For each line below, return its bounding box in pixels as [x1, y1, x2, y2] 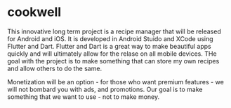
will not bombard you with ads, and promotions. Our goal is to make [7, 85, 203, 93]
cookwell [7, 4, 62, 20]
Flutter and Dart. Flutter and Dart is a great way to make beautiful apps [7, 42, 212, 50]
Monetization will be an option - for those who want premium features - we [7, 77, 225, 86]
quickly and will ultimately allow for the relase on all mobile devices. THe [7, 49, 217, 58]
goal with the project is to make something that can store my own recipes [7, 56, 220, 65]
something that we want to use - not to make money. [7, 92, 160, 101]
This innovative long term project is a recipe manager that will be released [7, 27, 221, 36]
